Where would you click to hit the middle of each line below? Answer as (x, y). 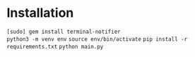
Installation (40, 13)
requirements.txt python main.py (55, 46)
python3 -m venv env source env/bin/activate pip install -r (97, 39)
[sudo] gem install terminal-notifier (64, 32)
